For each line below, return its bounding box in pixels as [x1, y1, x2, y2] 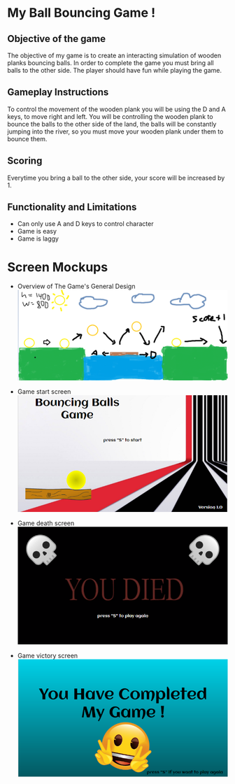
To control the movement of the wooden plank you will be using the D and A [7, 105, 226, 113]
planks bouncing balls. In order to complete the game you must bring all [7, 59, 215, 67]
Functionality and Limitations [7, 201, 137, 213]
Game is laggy [17, 234, 59, 243]
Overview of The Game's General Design [17, 282, 136, 291]
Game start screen [17, 387, 71, 396]
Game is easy [17, 227, 57, 236]
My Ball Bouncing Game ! [7, 5, 156, 21]
